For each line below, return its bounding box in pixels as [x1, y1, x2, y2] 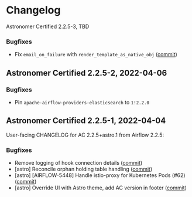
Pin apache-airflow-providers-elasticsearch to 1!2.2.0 [14, 98, 150, 106]
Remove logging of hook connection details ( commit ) [14, 159, 143, 167]
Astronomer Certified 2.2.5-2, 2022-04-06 [6, 68, 167, 78]
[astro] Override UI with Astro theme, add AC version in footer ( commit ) [14, 184, 187, 191]
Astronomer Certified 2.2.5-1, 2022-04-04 [6, 116, 166, 126]
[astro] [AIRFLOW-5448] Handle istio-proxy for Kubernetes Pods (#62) [14, 172, 186, 179]
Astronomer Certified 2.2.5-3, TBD [6, 23, 90, 30]
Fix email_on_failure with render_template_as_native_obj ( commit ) [14, 51, 177, 58]
